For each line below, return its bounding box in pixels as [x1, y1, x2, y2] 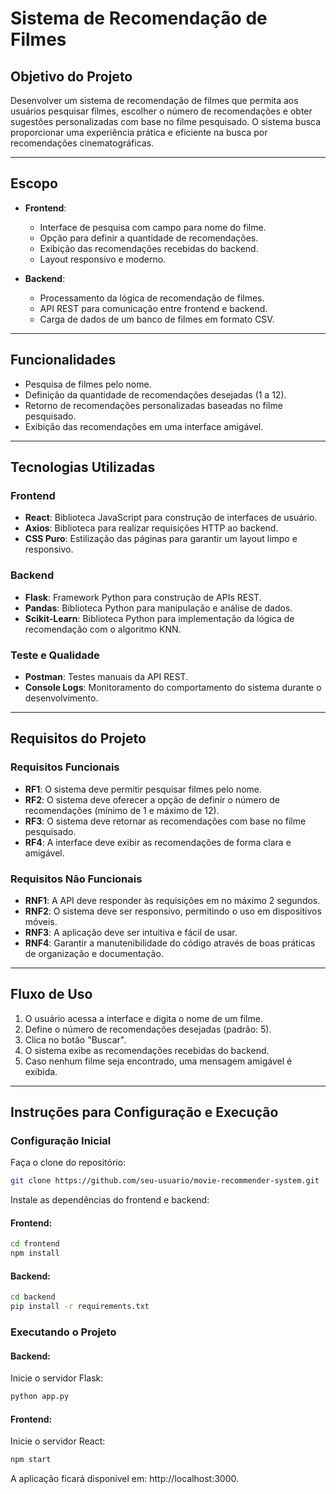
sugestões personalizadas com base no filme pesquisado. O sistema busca [10, 116, 322, 127]
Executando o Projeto [10, 1325, 117, 1339]
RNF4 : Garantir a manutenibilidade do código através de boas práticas [24, 937, 316, 949]
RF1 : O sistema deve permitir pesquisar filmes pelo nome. [24, 783, 263, 795]
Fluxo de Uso [10, 986, 93, 1003]
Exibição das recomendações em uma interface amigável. [24, 420, 264, 432]
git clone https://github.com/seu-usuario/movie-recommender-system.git [10, 1176, 320, 1186]
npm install [10, 1248, 60, 1259]
